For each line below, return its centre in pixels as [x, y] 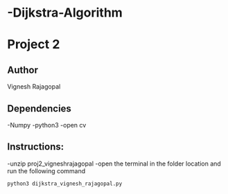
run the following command [46, 170]
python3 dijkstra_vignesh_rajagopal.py [65, 184]
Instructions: [36, 147]
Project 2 [34, 45]
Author [23, 70]
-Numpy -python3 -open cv [47, 125]
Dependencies [39, 108]
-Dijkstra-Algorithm [65, 13]
